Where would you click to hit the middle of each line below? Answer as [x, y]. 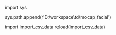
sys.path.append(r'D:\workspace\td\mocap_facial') [58, 17]
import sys [16, 7]
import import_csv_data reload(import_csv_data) [55, 27]
